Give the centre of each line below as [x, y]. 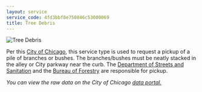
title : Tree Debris [31, 23]
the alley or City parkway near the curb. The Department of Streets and [95, 64]
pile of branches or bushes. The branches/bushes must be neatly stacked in [101, 58]
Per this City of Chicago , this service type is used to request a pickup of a [98, 52]
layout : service [27, 12]
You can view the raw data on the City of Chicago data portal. [84, 82]
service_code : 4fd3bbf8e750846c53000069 [58, 17]
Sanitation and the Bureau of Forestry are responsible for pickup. [87, 71]
